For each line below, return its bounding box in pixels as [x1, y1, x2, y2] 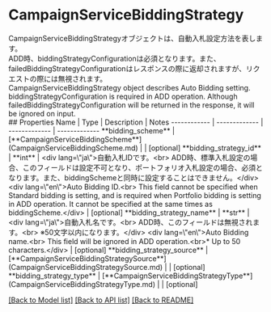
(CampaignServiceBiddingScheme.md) [8, 143, 139, 153]
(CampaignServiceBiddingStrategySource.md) [8, 262, 163, 272]
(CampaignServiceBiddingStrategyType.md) [8, 279, 156, 289]
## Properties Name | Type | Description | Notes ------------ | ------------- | [8, 117, 264, 127]
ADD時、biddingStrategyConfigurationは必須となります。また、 [8, 53, 221, 63]
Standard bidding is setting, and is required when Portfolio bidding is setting [8, 190, 261, 200]
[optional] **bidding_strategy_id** [148, 143, 261, 153]
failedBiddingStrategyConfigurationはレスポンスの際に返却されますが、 [8, 63, 247, 74]
